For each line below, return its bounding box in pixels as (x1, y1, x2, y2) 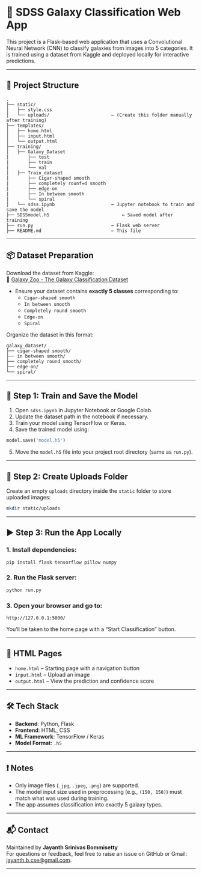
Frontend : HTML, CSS (14, 727, 70, 734)
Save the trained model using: (14, 426, 89, 433)
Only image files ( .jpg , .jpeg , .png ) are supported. (14, 782, 139, 789)
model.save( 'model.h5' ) (6, 437, 66, 444)
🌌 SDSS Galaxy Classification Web (6, 5, 182, 19)
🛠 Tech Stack (6, 701, 59, 712)
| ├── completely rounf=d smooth (6, 180, 106, 186)
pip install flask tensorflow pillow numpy (6, 559, 117, 566)
